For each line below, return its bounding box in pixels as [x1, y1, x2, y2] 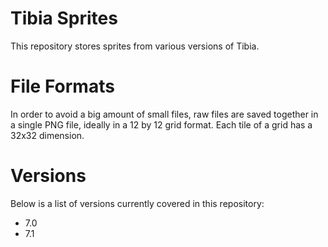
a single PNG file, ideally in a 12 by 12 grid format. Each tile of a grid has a [10, 118, 313, 131]
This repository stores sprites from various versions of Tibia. [10, 40, 260, 52]
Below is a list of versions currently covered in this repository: [10, 197, 265, 209]
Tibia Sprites [10, 7, 118, 30]
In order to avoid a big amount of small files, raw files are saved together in [10, 108, 319, 120]
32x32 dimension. [10, 129, 85, 141]
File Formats [10, 75, 115, 98]
